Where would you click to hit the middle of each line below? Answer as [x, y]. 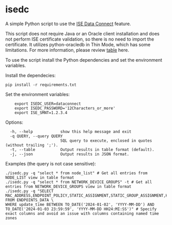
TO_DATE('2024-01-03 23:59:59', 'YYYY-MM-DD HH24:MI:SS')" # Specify [81, 209]
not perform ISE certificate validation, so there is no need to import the [80, 39]
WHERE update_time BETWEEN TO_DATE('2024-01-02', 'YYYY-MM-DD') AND [80, 204]
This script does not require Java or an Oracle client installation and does [82, 33]
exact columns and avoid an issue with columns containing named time [82, 213]
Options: [14, 122]
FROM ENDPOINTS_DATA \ [29, 200]
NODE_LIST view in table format [40, 177]
